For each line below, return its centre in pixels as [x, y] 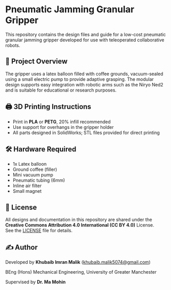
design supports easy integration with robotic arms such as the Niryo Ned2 [84, 84]
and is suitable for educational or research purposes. [61, 90]
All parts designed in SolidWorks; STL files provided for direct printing [86, 132]
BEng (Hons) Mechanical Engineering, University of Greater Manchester [81, 272]
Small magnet [27, 191]
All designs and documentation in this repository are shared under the [79, 220]
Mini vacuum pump [33, 175]
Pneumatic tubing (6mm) [39, 181]
